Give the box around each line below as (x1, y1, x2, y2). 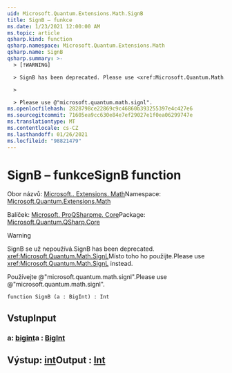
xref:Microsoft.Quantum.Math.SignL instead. (7, 260, 133, 268)
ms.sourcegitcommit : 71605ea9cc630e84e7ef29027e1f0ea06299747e (7, 112, 193, 119)
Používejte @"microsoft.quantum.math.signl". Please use (7, 273, 167, 281)
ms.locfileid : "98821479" (7, 137, 81, 144)
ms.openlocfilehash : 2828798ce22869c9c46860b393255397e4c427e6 (7, 105, 193, 113)
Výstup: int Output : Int (7, 354, 106, 366)
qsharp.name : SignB (7, 49, 64, 56)
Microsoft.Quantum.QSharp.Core (7, 218, 100, 227)
